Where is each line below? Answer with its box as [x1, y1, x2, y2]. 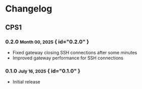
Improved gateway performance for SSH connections [12, 55, 123, 61]
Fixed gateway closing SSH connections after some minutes [12, 49, 137, 55]
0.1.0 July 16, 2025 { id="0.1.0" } [5, 67, 81, 74]
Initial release [12, 79, 40, 85]
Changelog [5, 3, 52, 15]
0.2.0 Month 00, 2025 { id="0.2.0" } [5, 38, 89, 45]
